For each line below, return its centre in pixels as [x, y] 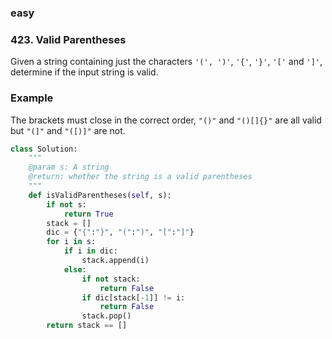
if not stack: [111, 279]
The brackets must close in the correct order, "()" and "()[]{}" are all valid [166, 120]
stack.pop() [106, 316]
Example [32, 98]
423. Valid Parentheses [68, 39]
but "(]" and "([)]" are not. [68, 130]
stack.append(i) [115, 261]
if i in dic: [90, 251]
